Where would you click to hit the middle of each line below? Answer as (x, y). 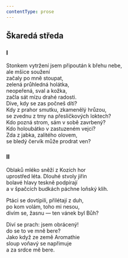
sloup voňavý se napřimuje (39, 243)
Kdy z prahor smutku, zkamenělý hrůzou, (56, 110)
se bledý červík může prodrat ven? (49, 141)
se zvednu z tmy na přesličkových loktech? (59, 116)
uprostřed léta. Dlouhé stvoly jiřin (47, 176)
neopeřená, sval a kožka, (36, 91)
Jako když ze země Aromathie (43, 237)
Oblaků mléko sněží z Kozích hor (46, 169)
